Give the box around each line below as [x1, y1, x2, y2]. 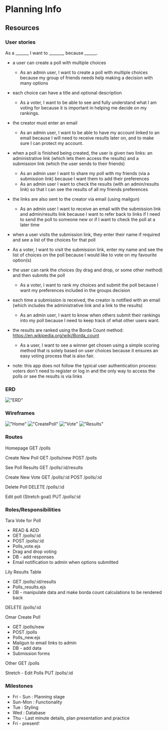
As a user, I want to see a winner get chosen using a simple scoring [20, 342, 159, 348]
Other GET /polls [5, 660, 40, 666]
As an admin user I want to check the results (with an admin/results [20, 181, 159, 187]
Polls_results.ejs [12, 584, 46, 590]
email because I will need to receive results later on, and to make [20, 134, 154, 141]
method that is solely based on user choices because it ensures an [20, 347, 158, 353]
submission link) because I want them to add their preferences [20, 176, 149, 182]
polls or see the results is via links [12, 373, 83, 379]
